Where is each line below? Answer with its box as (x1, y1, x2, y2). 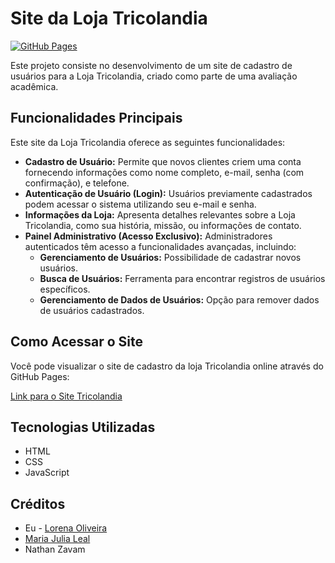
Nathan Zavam (24, 543, 86, 556)
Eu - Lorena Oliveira (24, 522, 108, 534)
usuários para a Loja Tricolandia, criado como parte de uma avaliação (10, 70, 298, 82)
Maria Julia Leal (24, 533, 91, 545)
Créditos (10, 495, 66, 512)
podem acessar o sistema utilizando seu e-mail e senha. (24, 198, 257, 210)
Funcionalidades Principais (10, 110, 183, 127)
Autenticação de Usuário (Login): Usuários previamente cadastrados (24, 187, 313, 199)
